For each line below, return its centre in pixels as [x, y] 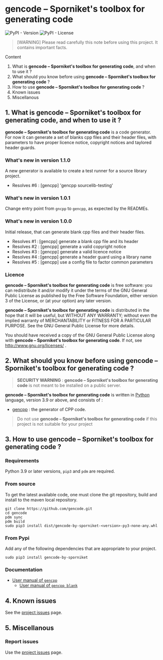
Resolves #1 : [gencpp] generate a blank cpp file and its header [75, 241]
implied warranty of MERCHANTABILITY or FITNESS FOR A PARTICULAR [78, 321]
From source [20, 484]
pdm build [15, 521]
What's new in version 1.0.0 [38, 221]
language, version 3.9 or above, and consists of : [54, 400]
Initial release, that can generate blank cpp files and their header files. [75, 232]
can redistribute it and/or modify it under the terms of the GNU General [76, 290]
